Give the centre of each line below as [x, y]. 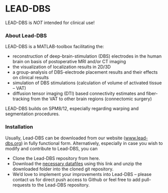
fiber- [152, 94]
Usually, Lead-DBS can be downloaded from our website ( [65, 138]
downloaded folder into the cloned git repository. [63, 169]
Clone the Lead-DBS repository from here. [56, 158]
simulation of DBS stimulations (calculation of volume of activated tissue [87, 83]
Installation [19, 127]
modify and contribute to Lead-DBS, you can [51, 148]
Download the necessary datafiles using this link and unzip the [77, 163]
